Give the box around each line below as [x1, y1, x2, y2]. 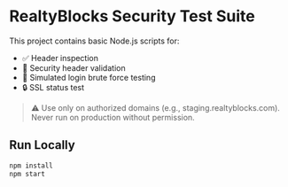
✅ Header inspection [21, 52, 99, 63]
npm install [9, 161, 53, 170]
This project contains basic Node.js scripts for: [9, 35, 180, 46]
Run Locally [9, 137, 75, 152]
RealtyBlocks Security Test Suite [9, 6, 255, 27]
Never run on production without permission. [30, 112, 195, 122]
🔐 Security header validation [21, 62, 126, 73]
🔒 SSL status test [21, 82, 85, 92]
